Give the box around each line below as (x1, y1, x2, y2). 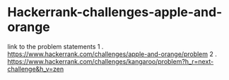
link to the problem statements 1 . (7, 42, 104, 51)
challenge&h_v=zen (7, 65, 64, 73)
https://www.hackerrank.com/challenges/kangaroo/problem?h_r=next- (7, 57, 214, 65)
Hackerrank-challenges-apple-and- (7, 4, 223, 20)
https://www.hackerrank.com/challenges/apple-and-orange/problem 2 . (7, 50, 217, 58)
